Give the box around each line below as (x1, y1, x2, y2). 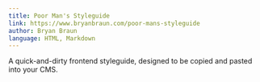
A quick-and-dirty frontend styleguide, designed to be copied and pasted (8, 56, 253, 66)
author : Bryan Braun (8, 27, 78, 35)
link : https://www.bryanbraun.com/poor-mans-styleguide (8, 19, 200, 27)
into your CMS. (8, 65, 58, 75)
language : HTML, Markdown (8, 34, 95, 43)
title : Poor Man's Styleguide (8, 11, 111, 20)
